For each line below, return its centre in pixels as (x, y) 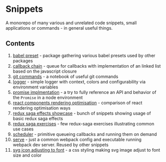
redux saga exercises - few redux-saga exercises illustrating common (83, 123)
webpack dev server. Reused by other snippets (61, 145)
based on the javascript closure (45, 71)
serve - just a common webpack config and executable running (77, 139)
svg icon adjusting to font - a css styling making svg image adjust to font (86, 150)
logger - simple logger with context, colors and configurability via (79, 81)
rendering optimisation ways (42, 108)
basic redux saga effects (38, 118)
